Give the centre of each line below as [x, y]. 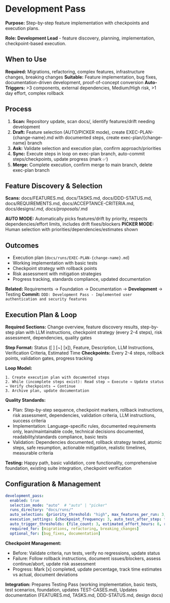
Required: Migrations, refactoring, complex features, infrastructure [75, 71]
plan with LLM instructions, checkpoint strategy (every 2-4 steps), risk [89, 332]
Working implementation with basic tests [55, 263]
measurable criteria [33, 453]
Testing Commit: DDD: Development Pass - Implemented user [69, 294]
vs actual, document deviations [45, 574]
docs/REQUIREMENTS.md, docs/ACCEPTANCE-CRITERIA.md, [70, 204]
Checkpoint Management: [33, 543]
